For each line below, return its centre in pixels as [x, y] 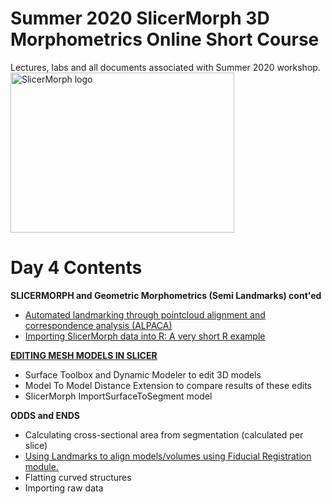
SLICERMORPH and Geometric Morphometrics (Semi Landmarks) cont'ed [166, 295]
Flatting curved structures [78, 477]
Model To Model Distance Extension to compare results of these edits [168, 385]
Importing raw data [64, 488]
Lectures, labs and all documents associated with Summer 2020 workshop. [165, 67]
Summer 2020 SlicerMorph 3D [140, 18]
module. [41, 466]
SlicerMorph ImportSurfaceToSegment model [118, 396]
